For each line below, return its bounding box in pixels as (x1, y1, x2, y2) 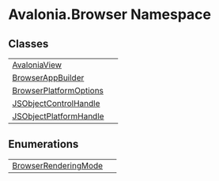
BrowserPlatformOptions (12, 85, 104, 96)
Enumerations (8, 138, 79, 151)
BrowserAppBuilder (12, 73, 85, 83)
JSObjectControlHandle (12, 98, 100, 108)
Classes (8, 37, 49, 51)
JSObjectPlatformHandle (12, 111, 104, 122)
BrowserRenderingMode (12, 160, 104, 171)
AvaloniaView (12, 59, 62, 70)
